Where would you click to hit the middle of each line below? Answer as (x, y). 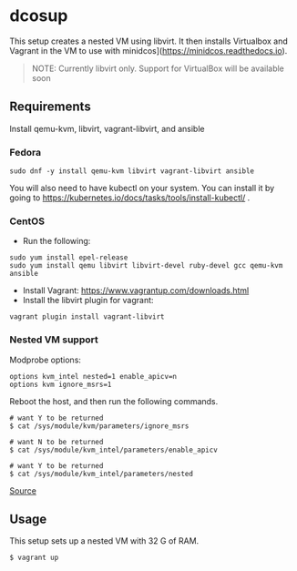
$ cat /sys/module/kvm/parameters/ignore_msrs (99, 426)
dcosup (39, 16)
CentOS (27, 221)
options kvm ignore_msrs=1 (61, 384)
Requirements (50, 107)
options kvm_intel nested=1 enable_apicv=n (93, 376)
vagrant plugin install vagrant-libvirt (87, 317)
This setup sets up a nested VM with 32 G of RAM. (104, 541)
